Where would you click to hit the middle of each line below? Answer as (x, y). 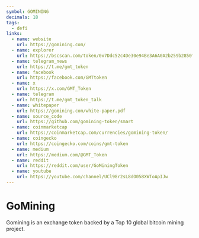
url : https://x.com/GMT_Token (54, 89)
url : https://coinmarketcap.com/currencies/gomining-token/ (92, 133)
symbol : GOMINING (28, 12)
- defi (20, 28)
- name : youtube (31, 171)
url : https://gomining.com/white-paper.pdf (71, 111)
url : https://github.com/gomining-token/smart (75, 122)
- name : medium (30, 149)
